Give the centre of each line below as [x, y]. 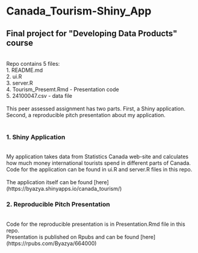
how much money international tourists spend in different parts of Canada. [99, 163]
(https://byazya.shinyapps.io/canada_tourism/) [64, 189]
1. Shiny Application [36, 137]
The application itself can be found [49, 182]
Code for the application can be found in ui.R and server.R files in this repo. [99, 170]
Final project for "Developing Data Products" [92, 34]
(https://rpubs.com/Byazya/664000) [51, 243]
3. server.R [20, 83]
